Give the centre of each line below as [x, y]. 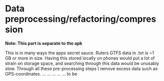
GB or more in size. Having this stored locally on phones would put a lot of [80, 58]
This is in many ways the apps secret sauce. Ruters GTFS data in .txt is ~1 [80, 53]
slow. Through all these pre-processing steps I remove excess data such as [82, 68]
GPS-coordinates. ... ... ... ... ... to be [41, 74]
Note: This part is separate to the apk [44, 43]
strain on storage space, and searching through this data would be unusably [82, 63]
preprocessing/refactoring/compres [81, 19]
